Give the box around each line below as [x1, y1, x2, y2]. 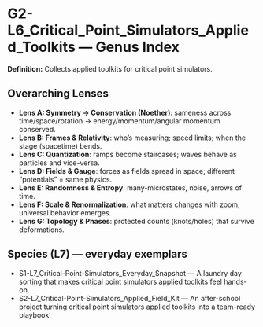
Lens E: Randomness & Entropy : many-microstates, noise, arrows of [18, 182, 242, 193]
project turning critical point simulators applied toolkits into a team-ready [18, 302, 256, 311]
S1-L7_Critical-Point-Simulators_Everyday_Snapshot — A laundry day [18, 268, 242, 277]
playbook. [18, 310, 52, 319]
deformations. [18, 225, 65, 234]
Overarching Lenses [7, 87, 109, 101]
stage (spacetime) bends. [18, 141, 102, 150]
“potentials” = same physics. [18, 175, 113, 184]
